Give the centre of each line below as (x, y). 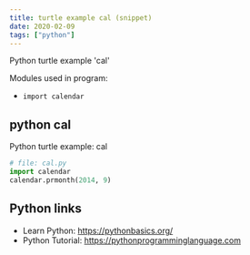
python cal (40, 124)
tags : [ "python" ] (42, 35)
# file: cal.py (38, 163)
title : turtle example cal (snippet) (81, 18)
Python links (45, 209)
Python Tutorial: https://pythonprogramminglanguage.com (132, 240)
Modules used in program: (59, 78)
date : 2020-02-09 (42, 26)
